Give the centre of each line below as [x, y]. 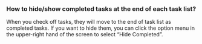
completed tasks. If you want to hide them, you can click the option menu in [101, 28]
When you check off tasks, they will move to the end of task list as [89, 22]
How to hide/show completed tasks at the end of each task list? [101, 9]
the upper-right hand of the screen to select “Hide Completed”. [85, 34]
